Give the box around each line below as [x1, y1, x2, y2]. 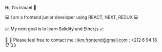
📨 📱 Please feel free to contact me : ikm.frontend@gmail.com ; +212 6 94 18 [5, 37, 157, 43]
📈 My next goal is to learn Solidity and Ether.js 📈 [5, 26, 104, 32]
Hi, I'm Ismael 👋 [5, 5, 37, 10]
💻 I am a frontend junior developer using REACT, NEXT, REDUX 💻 [5, 15, 139, 20]
